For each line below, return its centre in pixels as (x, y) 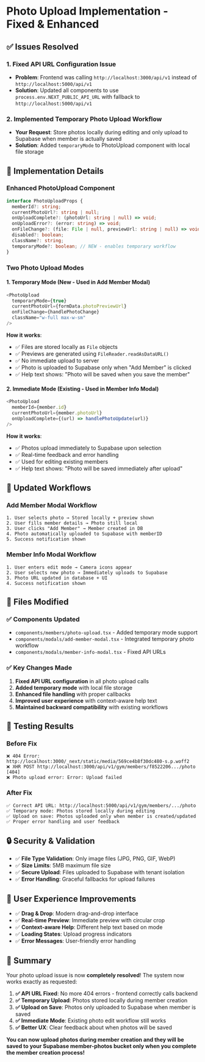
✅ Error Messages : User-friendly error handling (75, 941)
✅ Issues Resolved (43, 47)
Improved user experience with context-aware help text (86, 700)
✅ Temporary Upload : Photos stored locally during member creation (101, 1000)
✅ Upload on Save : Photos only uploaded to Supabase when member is (106, 1007)
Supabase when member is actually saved (68, 139)
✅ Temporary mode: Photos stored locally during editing (81, 811)
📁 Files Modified (38, 602)
